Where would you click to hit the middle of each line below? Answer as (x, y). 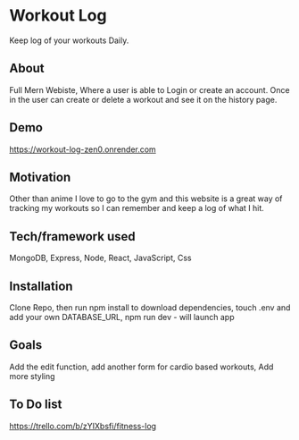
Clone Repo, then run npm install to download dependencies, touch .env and (150, 308)
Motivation (40, 177)
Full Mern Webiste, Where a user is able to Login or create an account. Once (149, 89)
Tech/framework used (72, 237)
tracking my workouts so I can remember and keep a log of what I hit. (137, 208)
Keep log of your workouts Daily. (69, 40)
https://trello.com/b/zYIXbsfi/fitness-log (83, 426)
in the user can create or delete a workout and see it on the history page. (143, 99)
